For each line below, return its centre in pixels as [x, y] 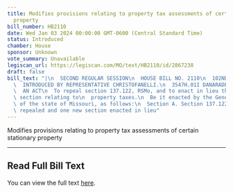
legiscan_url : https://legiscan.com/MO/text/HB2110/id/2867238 [101, 65]
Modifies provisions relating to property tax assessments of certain [103, 130]
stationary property [35, 137]
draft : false [26, 72]
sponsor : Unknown [32, 53]
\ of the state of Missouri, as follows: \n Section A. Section [108, 104]
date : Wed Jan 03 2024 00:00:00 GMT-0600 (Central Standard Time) [105, 33]
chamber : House [29, 46]
